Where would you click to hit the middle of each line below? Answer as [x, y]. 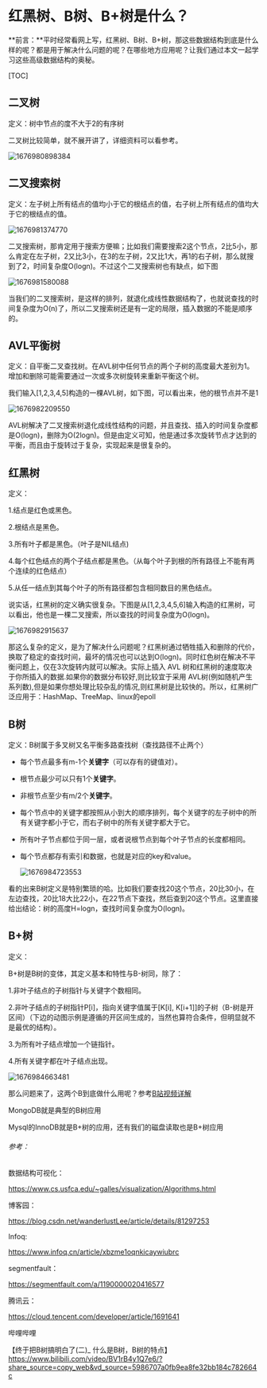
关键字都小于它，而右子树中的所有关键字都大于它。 [110, 822]
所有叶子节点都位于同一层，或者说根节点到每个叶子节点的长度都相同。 [135, 839]
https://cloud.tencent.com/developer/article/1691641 [94, 1316]
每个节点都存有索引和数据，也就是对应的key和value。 [108, 856]
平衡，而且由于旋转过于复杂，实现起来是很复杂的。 [92, 445]
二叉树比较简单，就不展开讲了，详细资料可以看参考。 [95, 140]
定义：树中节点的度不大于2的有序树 [66, 123]
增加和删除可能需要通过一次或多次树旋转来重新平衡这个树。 [106, 376]
